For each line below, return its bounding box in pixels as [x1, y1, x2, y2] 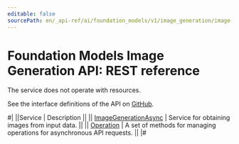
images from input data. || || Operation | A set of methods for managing [7, 121, 216, 130]
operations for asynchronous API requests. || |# [7, 128, 147, 137]
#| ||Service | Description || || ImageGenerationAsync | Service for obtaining [7, 113, 230, 122]
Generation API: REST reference [7, 62, 201, 79]
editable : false [7, 10, 55, 18]
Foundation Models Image [7, 48, 165, 64]
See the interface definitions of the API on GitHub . [7, 100, 154, 109]
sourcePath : [7, 17, 43, 24]
